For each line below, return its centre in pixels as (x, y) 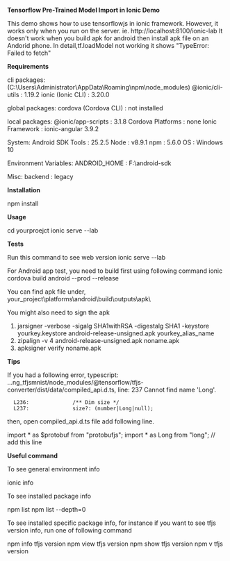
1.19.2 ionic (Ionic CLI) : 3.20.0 (67, 94)
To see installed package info (49, 496)
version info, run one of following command (69, 530)
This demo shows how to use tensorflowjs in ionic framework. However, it (113, 23)
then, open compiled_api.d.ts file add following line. (81, 421)
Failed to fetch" (29, 53)
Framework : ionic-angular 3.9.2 (53, 129)
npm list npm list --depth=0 (47, 509)
